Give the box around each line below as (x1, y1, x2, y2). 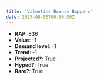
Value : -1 (14, 36, 37, 43)
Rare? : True (14, 67, 43, 74)
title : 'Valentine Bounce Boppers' (6, 8, 93, 15)
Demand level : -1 (14, 42, 57, 50)
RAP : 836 (14, 30, 38, 37)
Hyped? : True (14, 61, 49, 68)
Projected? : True (14, 55, 56, 62)
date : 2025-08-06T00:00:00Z (6, 14, 75, 20)
